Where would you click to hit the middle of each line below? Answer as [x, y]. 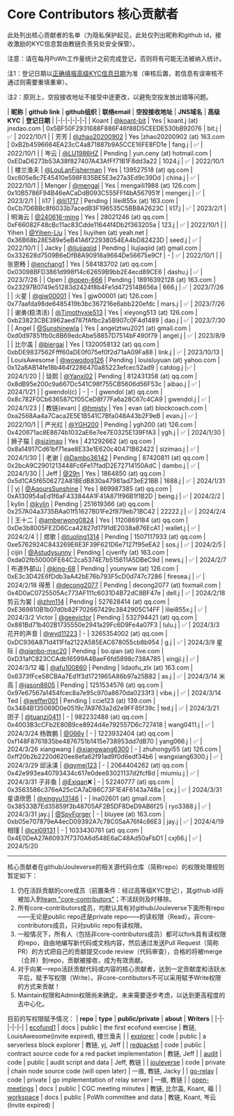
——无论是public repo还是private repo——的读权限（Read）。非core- [116, 916]
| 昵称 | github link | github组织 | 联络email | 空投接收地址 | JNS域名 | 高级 [114, 112]
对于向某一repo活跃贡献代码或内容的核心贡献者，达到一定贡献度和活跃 [118, 969]
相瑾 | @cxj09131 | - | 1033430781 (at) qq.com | [75, 830]
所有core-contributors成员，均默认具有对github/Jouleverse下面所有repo [121, 907]
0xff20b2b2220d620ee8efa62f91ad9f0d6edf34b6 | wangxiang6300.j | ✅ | [115, 756]
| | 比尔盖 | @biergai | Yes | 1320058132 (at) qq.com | [83, 344]
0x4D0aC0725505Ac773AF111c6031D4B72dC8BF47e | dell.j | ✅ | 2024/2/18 [116, 593]
